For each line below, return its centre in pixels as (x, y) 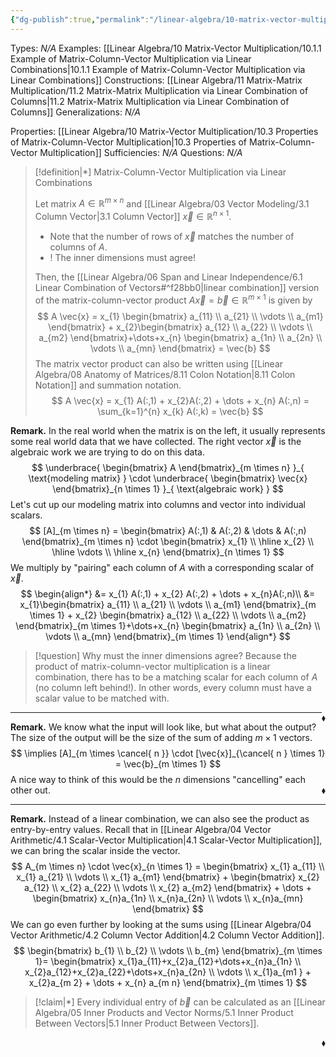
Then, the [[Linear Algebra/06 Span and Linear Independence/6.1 (168, 277)
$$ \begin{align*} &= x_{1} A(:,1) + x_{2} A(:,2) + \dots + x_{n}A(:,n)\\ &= (168, 593)
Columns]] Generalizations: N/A (75, 112)
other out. (30, 790)
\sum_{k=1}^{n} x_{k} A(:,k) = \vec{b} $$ (180, 411)
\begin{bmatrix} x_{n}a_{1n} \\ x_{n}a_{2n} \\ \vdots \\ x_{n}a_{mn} (168, 898)
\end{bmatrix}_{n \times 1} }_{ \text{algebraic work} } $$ (168, 488)
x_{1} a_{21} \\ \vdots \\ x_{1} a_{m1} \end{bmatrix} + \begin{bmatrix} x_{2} (168, 877)
